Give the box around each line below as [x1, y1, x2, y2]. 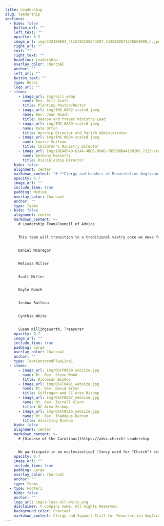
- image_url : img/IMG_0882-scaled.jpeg [18, 107, 99, 113]
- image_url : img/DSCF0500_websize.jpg [18, 368, 99, 373]
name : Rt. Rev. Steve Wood [22, 372, 78, 377]
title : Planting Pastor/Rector [22, 103, 86, 108]
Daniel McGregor [18, 248, 51, 253]
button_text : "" [14, 76, 47, 80]
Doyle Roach [18, 288, 42, 292]
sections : [5, 16, 25, 21]
